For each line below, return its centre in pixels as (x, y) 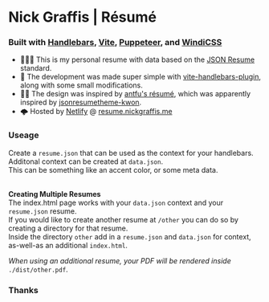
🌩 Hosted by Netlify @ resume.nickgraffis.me (96, 112)
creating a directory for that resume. (68, 228)
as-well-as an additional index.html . (68, 245)
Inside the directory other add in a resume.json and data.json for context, (130, 236)
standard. (36, 68)
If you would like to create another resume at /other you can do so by (124, 219)
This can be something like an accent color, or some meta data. (113, 169)
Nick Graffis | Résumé (82, 17)
